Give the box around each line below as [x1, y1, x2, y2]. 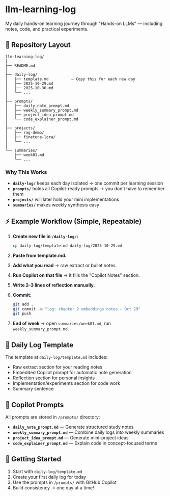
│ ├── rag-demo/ [5, 130, 44, 135]
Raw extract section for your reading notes [12, 364, 103, 370]
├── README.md [5, 63, 36, 68]
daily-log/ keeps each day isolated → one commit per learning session [12, 180, 163, 187]
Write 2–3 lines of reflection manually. [12, 282, 95, 288]
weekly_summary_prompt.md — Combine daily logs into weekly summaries [12, 429, 164, 435]
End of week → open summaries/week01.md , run [12, 320, 111, 327]
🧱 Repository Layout [5, 41, 71, 49]
